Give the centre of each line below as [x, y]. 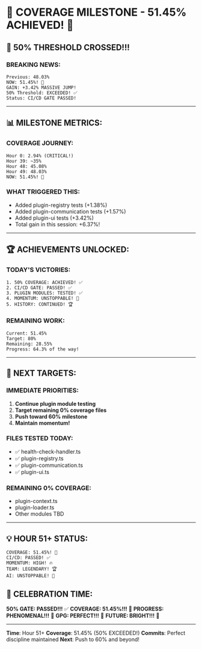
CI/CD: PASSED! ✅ [29, 557]
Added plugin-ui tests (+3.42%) [54, 218]
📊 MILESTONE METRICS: [54, 123]
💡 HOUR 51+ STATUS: [47, 538]
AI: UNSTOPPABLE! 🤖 [31, 575]
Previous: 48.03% [28, 77]
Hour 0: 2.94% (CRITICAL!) [40, 156]
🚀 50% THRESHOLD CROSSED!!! [68, 47]
